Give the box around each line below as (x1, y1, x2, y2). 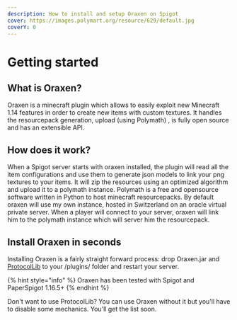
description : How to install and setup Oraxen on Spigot (7, 10, 179, 18)
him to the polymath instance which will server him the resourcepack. (7, 215, 210, 224)
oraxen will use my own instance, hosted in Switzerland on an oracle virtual (7, 200, 227, 209)
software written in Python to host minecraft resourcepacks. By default (7, 193, 214, 202)
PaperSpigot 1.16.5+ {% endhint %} (7, 284, 110, 292)
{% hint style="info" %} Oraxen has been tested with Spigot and (7, 276, 195, 284)
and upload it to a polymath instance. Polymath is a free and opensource (7, 185, 219, 194)
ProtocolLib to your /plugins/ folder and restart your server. (7, 263, 179, 270)
